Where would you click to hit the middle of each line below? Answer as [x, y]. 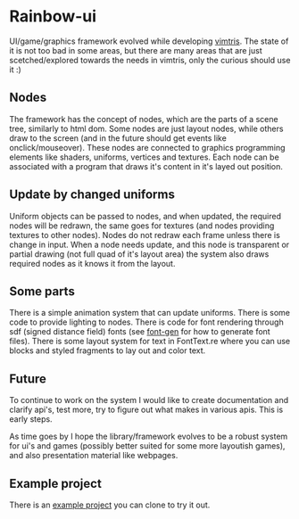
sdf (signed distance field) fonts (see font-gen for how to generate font [140, 332]
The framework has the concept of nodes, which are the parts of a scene [144, 119]
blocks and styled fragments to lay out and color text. [108, 350]
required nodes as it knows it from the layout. [92, 263]
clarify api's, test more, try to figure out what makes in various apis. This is [146, 410]
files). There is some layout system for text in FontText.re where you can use [150, 342]
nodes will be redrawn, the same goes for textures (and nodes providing [142, 226]
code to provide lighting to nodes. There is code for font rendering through [146, 322]
